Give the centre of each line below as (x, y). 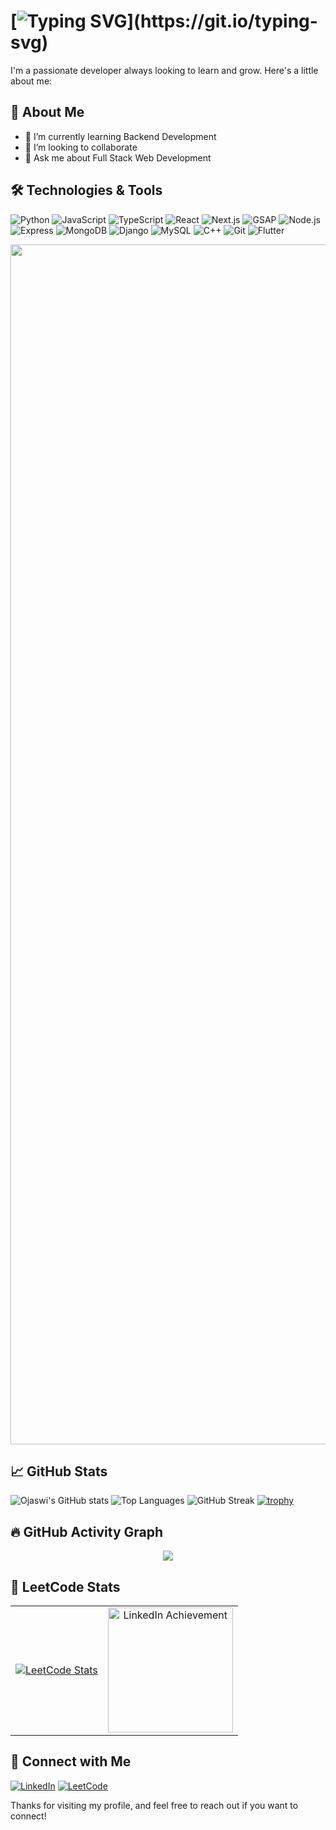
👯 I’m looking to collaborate (81, 147)
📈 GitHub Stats (59, 1471)
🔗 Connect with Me (71, 1761)
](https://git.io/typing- (222, 21)
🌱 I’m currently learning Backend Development (120, 136)
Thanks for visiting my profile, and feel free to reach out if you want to (154, 1805)
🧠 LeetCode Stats (65, 1586)
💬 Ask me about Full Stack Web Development (118, 157)
